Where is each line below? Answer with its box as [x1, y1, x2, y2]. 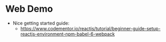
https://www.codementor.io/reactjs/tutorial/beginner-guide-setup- [20, 25, 161, 31]
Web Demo [5, 3, 53, 15]
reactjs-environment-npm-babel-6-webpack [20, 31, 115, 37]
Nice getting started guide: [12, 20, 70, 26]
